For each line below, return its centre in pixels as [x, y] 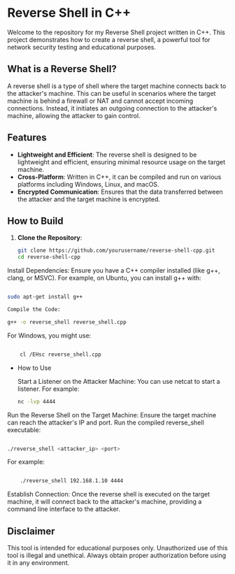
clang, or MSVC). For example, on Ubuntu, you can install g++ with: [104, 278]
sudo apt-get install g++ [45, 297]
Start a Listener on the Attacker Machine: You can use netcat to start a [119, 381]
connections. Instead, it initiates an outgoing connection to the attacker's [112, 108]
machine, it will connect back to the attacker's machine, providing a [105, 502]
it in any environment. [38, 563]
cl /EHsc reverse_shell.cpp [60, 354]
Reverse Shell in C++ [69, 13]
